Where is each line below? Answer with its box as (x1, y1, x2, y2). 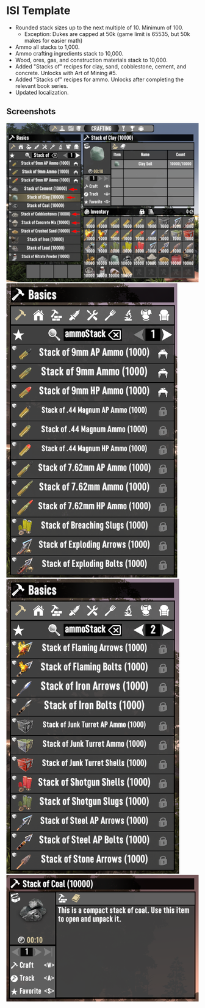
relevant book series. (15, 82, 68, 89)
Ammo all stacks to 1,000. (15, 43, 81, 51)
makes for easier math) (24, 37, 83, 44)
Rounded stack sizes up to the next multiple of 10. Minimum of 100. (15, 24, 184, 31)
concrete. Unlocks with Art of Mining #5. (15, 69, 117, 76)
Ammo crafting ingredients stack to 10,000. (15, 49, 124, 57)
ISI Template (6, 4, 71, 18)
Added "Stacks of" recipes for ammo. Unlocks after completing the (15, 76, 184, 83)
